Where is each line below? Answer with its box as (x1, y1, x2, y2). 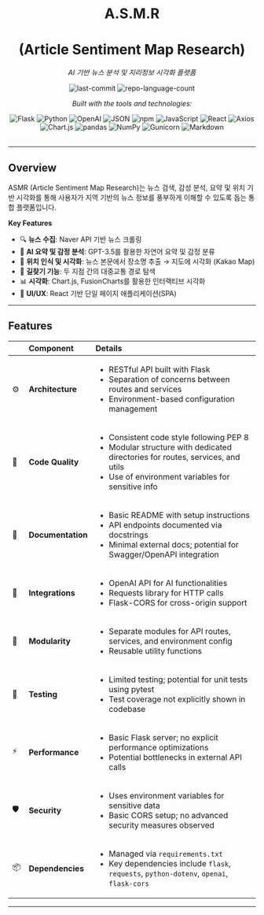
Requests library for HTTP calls (108, 587, 224, 598)
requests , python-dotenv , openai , (108, 868, 229, 879)
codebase (108, 703, 146, 714)
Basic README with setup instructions (108, 509, 250, 520)
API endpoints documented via (108, 519, 222, 530)
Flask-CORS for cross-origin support (108, 597, 247, 608)
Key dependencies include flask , (108, 858, 232, 869)
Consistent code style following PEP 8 (108, 432, 249, 443)
